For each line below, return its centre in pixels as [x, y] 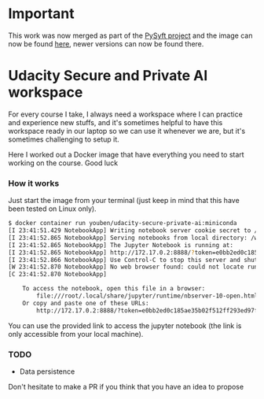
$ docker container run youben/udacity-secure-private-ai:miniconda [123, 224]
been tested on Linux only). [52, 209]
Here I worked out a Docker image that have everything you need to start [126, 154]
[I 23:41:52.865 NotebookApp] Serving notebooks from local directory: [128, 238]
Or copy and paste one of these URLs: [86, 303]
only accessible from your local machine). [76, 334]
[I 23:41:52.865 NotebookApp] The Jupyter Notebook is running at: [121, 245]
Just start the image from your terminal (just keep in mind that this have [124, 201]
